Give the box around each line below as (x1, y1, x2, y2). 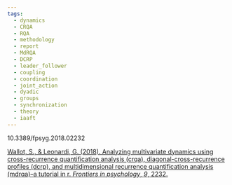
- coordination (13, 75, 58, 83)
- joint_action (13, 82, 58, 89)
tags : (7, 10, 23, 18)
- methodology (13, 36, 55, 43)
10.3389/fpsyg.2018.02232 (7, 134, 86, 142)
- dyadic (13, 88, 39, 95)
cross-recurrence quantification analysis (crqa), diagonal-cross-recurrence (7, 155, 226, 163)
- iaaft (13, 114, 36, 121)
